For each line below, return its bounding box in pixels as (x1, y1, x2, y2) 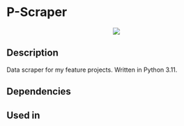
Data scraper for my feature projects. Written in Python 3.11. (6, 65, 178, 74)
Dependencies (6, 86, 71, 97)
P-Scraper (6, 4, 68, 20)
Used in (6, 109, 40, 121)
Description (6, 47, 59, 59)
